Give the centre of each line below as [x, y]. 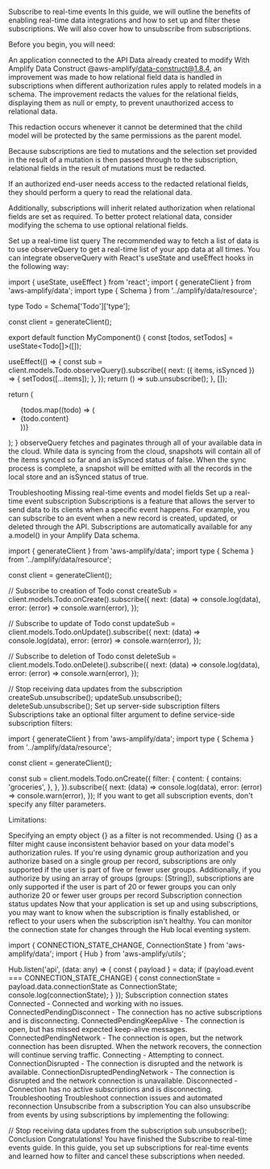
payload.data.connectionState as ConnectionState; [93, 987]
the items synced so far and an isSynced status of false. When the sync [128, 460]
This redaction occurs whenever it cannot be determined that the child [125, 127]
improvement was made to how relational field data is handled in [115, 77]
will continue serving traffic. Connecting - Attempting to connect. [116, 1055]
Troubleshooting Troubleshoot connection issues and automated [116, 1098]
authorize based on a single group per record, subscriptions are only [122, 861]
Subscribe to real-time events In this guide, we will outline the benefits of [130, 12]
